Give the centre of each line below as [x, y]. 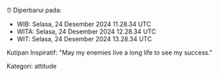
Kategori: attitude [32, 66]
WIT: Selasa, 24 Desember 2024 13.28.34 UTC [84, 39]
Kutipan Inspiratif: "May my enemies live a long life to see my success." [109, 52]
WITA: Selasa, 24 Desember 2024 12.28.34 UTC [86, 31]
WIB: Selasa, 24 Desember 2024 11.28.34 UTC [84, 24]
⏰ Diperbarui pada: [34, 10]
